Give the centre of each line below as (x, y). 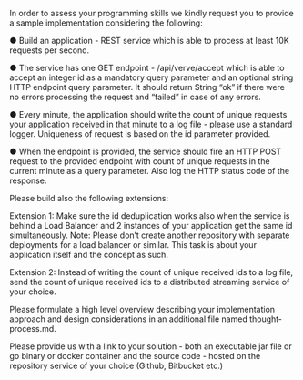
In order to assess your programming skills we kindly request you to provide (151, 13)
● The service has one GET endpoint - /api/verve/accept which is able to (147, 68)
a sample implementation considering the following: (106, 23)
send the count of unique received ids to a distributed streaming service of (150, 282)
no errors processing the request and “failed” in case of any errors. (135, 97)
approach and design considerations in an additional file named (128, 319)
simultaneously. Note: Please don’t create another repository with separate (150, 235)
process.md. (33, 329)
